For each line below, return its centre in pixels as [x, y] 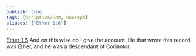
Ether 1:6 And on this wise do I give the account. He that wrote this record [98, 40]
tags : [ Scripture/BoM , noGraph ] [47, 17]
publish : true [24, 12]
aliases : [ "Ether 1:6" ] [36, 23]
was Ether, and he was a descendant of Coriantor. [69, 46]
